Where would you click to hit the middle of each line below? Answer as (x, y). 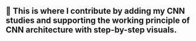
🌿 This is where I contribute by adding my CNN (96, 11)
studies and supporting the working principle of (98, 21)
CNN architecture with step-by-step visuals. (91, 30)
